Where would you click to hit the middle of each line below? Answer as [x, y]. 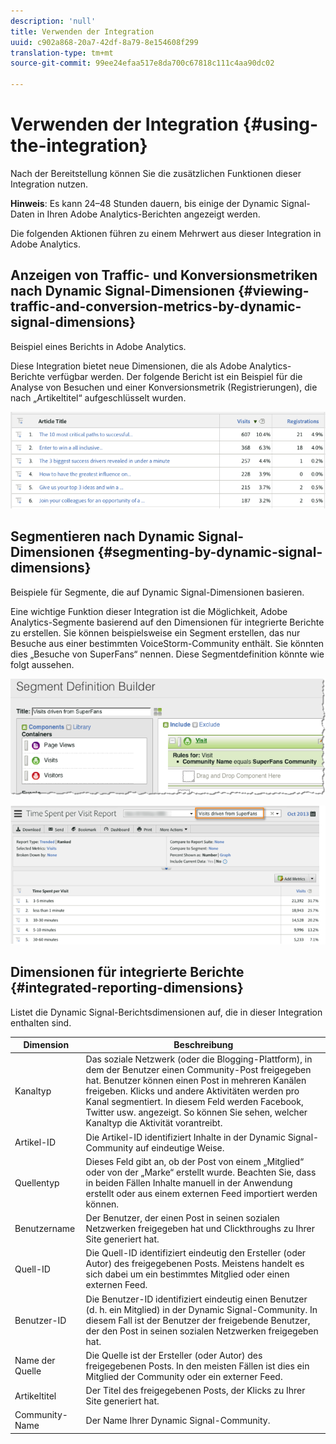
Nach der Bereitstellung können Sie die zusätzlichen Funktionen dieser [156, 173]
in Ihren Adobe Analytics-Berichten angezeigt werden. [148, 214]
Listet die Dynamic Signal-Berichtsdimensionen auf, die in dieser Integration [166, 1012]
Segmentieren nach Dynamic [102, 536]
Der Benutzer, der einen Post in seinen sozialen [182, 1218]
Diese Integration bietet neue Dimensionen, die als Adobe [129, 366]
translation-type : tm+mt [62, 53]
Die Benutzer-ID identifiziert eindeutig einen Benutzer [196, 1299]
